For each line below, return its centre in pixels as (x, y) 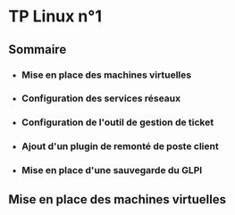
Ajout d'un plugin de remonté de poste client (120, 146)
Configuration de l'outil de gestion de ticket (117, 122)
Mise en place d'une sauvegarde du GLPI (112, 170)
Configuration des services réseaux (101, 98)
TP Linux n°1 (55, 17)
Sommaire (38, 50)
